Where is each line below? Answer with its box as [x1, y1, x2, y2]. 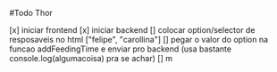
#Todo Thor [9, 8, 54, 18]
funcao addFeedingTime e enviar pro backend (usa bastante [9, 44, 232, 54]
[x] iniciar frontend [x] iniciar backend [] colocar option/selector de [9, 25, 256, 35]
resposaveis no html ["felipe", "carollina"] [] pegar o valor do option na [9, 35, 269, 44]
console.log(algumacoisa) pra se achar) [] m [9, 53, 172, 63]
